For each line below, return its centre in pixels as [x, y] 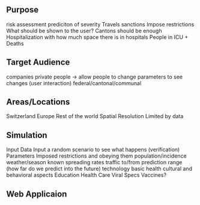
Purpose [23, 10]
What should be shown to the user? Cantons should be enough [84, 31]
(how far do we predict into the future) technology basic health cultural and [99, 169]
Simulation [27, 135]
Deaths [15, 43]
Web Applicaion [37, 194]
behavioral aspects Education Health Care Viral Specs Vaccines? [86, 175]
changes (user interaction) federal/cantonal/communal [74, 83]
